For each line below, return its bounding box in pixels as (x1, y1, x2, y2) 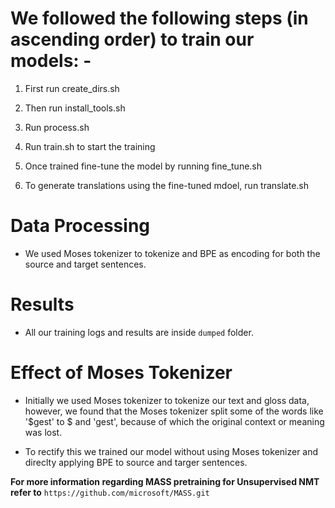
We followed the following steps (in (10, 7, 309, 30)
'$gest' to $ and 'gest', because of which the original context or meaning (24, 415, 325, 427)
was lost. (24, 426, 63, 438)
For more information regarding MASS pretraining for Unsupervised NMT (10, 475, 320, 487)
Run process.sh (24, 121, 90, 133)
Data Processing (10, 215, 151, 237)
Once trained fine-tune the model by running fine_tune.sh (24, 160, 263, 172)
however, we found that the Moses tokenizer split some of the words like (24, 405, 324, 417)
